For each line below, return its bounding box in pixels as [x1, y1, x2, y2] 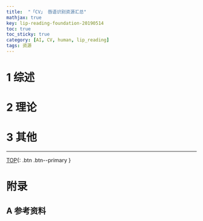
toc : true [6, 25, 31, 32]
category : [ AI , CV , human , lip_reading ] [6, 37, 110, 43]
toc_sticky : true [6, 31, 50, 38]
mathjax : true [6, 15, 42, 21]
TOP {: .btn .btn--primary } [6, 157, 71, 164]
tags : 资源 [6, 43, 32, 49]
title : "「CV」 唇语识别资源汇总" [6, 8, 86, 15]
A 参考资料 [6, 205, 47, 216]
